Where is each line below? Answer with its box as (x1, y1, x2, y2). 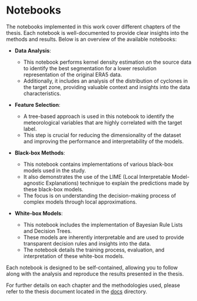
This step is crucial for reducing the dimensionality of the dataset (23, 131, 181, 139)
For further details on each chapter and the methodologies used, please (6, 282, 181, 289)
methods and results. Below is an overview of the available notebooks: (6, 35, 177, 42)
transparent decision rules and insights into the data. (23, 240, 151, 247)
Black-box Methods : (14, 149, 66, 156)
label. (23, 125, 37, 132)
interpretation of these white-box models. (23, 252, 125, 260)
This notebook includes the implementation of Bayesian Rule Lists (23, 221, 183, 228)
